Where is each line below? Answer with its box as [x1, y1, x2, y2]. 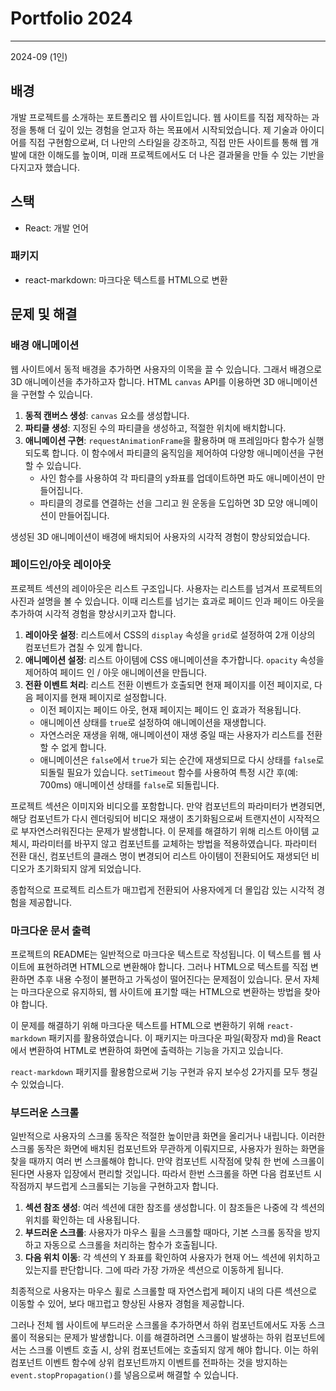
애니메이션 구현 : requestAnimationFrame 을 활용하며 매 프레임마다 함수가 [24, 434, 306, 446]
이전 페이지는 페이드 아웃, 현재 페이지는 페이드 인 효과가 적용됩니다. [39, 703, 302, 716]
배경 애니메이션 [10, 338, 80, 352]
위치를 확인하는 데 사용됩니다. [24, 1214, 141, 1226]
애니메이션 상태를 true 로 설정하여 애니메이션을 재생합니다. [39, 716, 267, 728]
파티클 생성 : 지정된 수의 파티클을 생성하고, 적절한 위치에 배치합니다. [24, 422, 287, 434]
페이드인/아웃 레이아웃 [10, 558, 112, 572]
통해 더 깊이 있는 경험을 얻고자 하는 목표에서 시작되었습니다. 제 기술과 [28, 123, 298, 136]
